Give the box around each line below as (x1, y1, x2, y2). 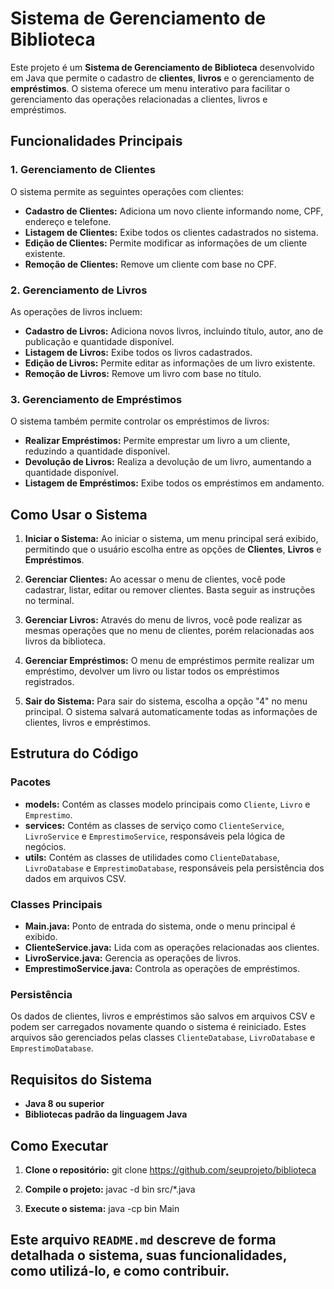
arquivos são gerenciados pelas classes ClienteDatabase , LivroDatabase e (10, 1032, 316, 1044)
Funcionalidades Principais (10, 133, 183, 150)
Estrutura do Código (10, 745, 139, 762)
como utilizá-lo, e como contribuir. (10, 1263, 230, 1280)
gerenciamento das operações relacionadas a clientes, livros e (10, 93, 268, 105)
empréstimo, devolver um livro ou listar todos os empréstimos (24, 665, 280, 677)
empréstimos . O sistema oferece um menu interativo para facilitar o (10, 82, 291, 94)
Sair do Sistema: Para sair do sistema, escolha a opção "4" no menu (24, 695, 308, 707)
